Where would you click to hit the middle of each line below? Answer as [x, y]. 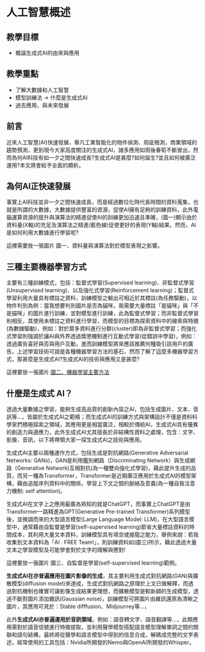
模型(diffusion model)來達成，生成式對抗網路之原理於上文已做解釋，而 [100, 583]
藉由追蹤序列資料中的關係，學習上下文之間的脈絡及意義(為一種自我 [101, 483]
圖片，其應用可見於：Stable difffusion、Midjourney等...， [78, 607]
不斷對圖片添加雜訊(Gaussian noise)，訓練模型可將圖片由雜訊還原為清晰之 [105, 599]
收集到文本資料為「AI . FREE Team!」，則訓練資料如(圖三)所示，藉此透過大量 [102, 543]
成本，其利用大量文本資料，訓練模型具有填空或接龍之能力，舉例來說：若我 [105, 535]
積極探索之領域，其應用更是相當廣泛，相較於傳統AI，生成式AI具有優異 [110, 424]
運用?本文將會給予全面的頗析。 [45, 165]
